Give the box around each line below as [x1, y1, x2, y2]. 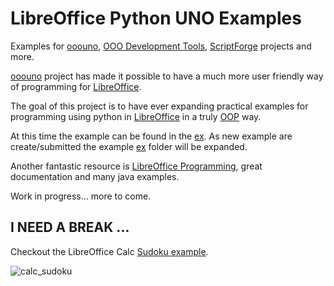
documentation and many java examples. [10, 170, 180, 182]
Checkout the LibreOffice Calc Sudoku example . [10, 245, 209, 257]
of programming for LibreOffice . [10, 80, 142, 92]
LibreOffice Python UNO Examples [10, 7, 302, 30]
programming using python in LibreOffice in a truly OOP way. [10, 110, 262, 122]
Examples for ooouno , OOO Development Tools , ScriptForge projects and [10, 40, 312, 52]
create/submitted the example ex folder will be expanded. [10, 140, 248, 152]
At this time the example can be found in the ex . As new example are [10, 130, 293, 142]
